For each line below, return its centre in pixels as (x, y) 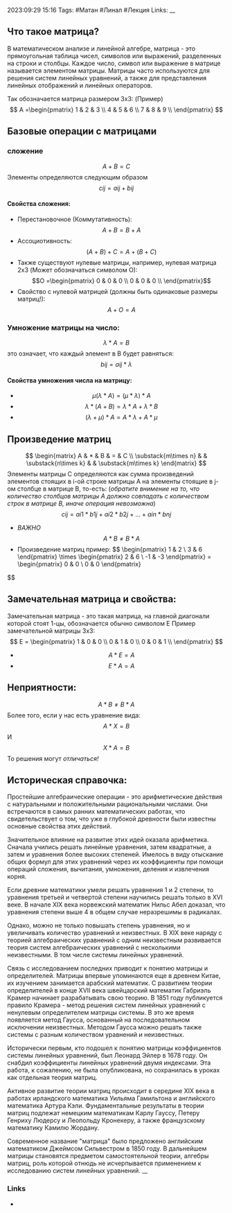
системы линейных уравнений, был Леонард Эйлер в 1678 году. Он (107, 1056)
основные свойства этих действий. (60, 826)
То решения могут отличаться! (53, 758)
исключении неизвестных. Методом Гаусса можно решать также (105, 1027)
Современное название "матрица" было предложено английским (105, 1141)
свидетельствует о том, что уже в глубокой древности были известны (111, 819)
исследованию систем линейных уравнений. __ (78, 1171)
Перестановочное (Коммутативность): (75, 219)
